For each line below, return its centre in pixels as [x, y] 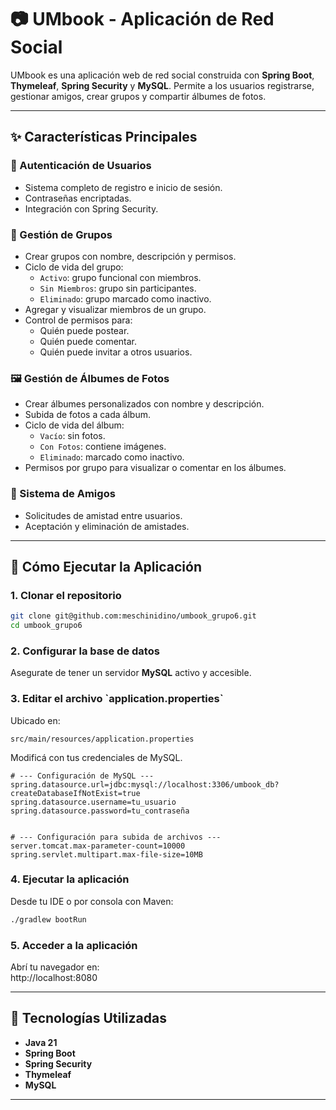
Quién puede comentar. [88, 341]
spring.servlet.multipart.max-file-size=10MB [106, 854]
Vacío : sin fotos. [72, 436]
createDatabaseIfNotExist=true [75, 793]
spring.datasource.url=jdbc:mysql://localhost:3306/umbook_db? [145, 784]
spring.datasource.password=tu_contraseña [100, 811]
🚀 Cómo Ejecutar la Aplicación [106, 566]
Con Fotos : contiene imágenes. [103, 447]
